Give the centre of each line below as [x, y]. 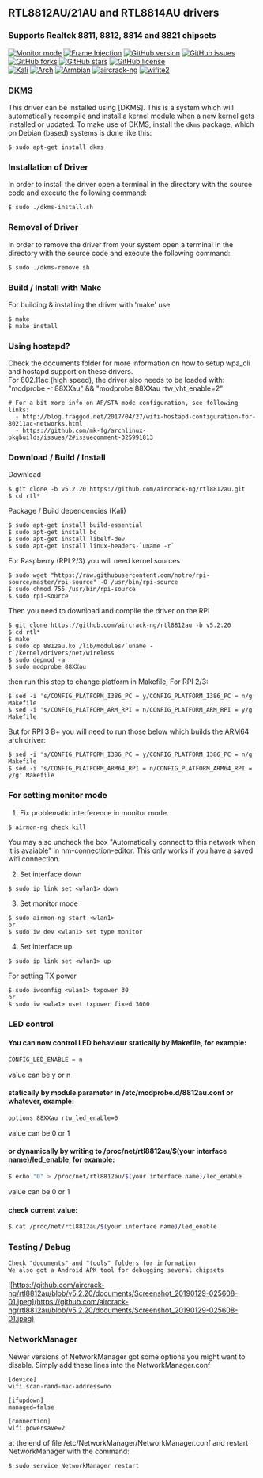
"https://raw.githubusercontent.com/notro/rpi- [130, 575]
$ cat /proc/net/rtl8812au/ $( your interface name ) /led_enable [113, 1227]
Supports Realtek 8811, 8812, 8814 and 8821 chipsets [112, 36]
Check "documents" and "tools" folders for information [102, 1263]
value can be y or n [39, 1075]
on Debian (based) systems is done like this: [80, 132]
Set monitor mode [49, 903]
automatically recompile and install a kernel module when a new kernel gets [131, 116]
